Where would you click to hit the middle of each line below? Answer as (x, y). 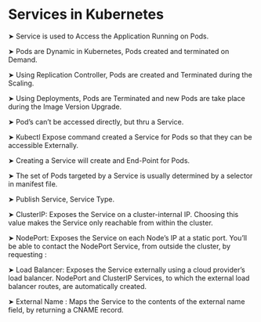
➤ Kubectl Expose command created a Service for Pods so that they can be (130, 137)
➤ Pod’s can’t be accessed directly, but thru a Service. (96, 121)
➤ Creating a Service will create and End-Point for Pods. (99, 160)
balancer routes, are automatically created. (78, 286)
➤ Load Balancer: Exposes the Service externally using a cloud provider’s (127, 270)
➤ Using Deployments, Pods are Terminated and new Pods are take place (127, 98)
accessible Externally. (43, 145)
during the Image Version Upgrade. (65, 107)
